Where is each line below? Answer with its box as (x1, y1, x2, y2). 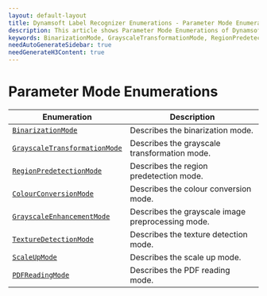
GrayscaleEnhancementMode (12, 212, 110, 221)
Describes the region (130, 160, 208, 171)
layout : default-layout (8, 11, 87, 20)
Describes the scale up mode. (130, 252, 242, 263)
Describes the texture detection (130, 229, 248, 240)
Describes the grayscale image (130, 206, 246, 217)
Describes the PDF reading (130, 264, 230, 275)
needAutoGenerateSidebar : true (8, 41, 112, 49)
